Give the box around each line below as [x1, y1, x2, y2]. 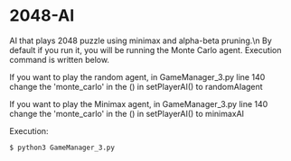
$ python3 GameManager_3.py [9, 143, 116, 152]
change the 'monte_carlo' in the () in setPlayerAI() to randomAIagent [9, 81, 264, 92]
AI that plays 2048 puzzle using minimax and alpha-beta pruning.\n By [9, 35, 273, 46]
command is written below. [9, 54, 110, 65]
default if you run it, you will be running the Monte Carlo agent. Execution [9, 44, 282, 55]
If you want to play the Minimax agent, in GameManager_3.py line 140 [9, 98, 268, 109]
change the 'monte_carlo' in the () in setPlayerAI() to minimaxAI [9, 108, 245, 119]
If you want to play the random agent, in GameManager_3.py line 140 [9, 71, 266, 82]
